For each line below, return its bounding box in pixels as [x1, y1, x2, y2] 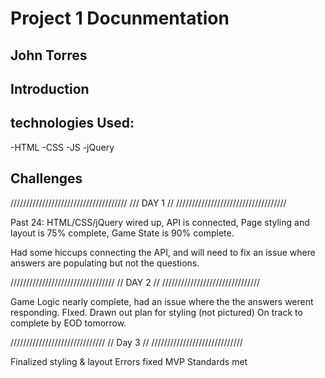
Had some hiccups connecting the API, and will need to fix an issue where [10, 246, 316, 258]
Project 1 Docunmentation [10, 7, 230, 30]
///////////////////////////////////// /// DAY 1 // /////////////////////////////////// [10, 197, 287, 209]
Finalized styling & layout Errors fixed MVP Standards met [10, 355, 248, 367]
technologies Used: [10, 115, 135, 132]
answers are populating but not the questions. [10, 257, 200, 269]
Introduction [10, 80, 90, 97]
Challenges [10, 170, 83, 187]
